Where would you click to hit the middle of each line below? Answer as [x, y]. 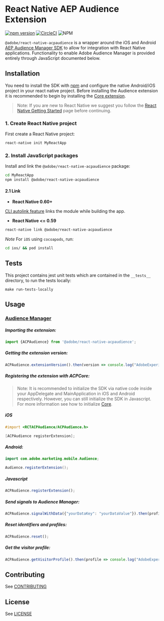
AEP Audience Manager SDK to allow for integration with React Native [75, 48]
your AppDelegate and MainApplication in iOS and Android [76, 393]
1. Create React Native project [41, 123]
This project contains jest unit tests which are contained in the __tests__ [78, 275]
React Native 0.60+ [32, 202]
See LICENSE [19, 614]
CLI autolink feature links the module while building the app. [65, 211]
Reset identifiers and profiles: [36, 525]
